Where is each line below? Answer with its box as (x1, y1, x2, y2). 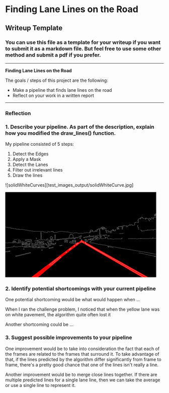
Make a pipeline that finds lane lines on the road (12, 87, 112, 93)
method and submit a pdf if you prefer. (5, 51, 102, 59)
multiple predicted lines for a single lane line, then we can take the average (5, 377, 160, 383)
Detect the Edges (12, 151, 49, 157)
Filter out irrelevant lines (12, 167, 63, 173)
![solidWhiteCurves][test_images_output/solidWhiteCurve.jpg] (5, 182, 134, 188)
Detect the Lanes (12, 161, 48, 167)
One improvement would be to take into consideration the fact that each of (5, 346, 160, 352)
